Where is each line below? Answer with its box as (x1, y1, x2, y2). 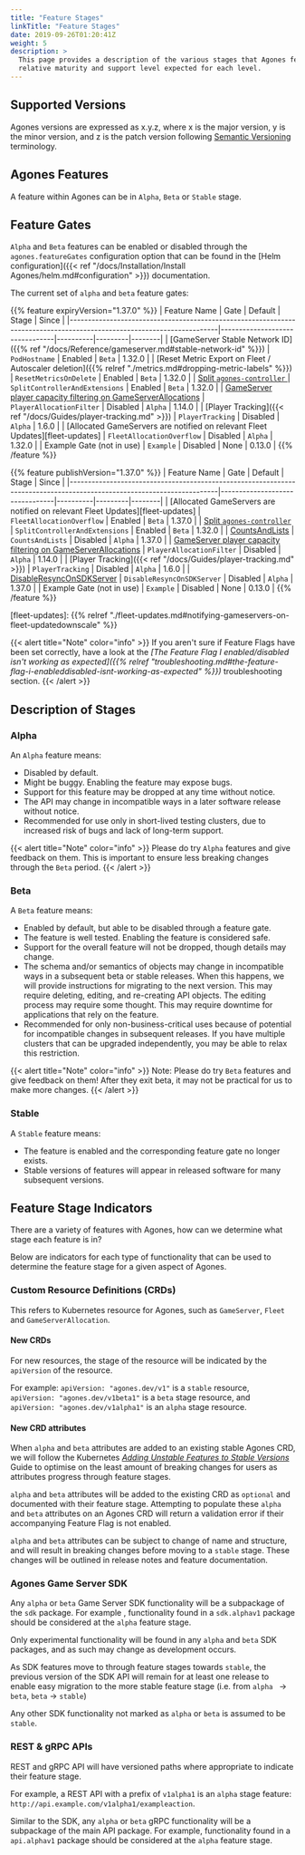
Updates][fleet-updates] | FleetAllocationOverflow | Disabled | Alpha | (10, 430, 273, 441)
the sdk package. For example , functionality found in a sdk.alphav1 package (10, 1608, 296, 1618)
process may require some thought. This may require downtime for (23, 1000, 273, 1010)
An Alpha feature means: (10, 749, 102, 760)
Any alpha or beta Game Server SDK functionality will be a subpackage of (10, 1598, 285, 1609)
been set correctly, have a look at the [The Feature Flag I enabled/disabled (10, 647, 290, 658)
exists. (23, 1155, 48, 1165)
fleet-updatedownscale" (10, 620, 101, 631)
